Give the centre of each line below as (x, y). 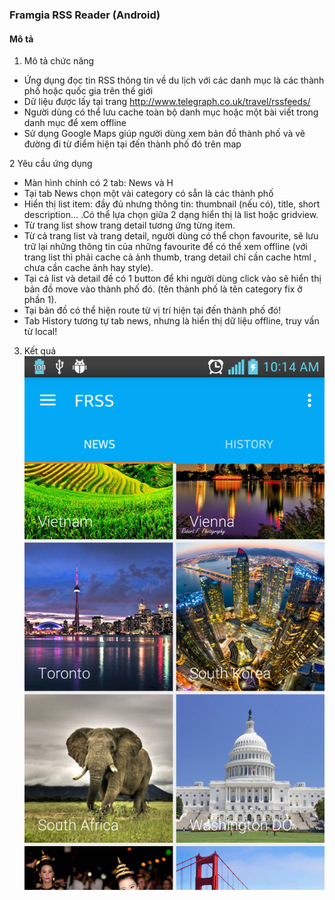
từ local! (40, 332)
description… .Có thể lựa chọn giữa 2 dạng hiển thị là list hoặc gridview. (171, 215)
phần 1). (40, 300)
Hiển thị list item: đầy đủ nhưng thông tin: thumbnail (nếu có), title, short (172, 204)
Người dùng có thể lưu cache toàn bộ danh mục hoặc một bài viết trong (171, 112)
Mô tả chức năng (59, 61)
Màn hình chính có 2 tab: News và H (98, 183)
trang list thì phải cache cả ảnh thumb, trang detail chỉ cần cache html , (170, 257)
